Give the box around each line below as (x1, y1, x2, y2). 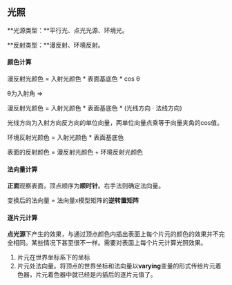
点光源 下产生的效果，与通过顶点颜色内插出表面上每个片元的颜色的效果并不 (7, 230, 219, 238)
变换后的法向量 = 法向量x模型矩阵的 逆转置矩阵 (7, 196, 139, 205)
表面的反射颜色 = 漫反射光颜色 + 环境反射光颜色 (7, 148, 144, 157)
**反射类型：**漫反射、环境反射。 (7, 41, 105, 49)
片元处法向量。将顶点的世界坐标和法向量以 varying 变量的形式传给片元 (17, 262, 215, 271)
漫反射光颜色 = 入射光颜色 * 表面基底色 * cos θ (7, 75, 140, 83)
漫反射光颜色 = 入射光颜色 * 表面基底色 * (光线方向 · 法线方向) (7, 104, 183, 112)
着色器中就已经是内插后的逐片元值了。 (47, 271, 157, 279)
